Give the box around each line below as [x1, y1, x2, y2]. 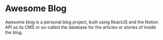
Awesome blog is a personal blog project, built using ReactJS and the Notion [5, 19, 159, 25]
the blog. [5, 29, 23, 35]
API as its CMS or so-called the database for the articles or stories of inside [5, 24, 157, 30]
